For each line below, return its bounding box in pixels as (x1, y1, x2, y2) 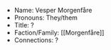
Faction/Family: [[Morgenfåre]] (14, 28, 105, 37)
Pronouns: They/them (14, 13, 78, 22)
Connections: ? (14, 36, 59, 44)
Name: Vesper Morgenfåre (14, 6, 92, 14)
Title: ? (14, 21, 34, 29)
